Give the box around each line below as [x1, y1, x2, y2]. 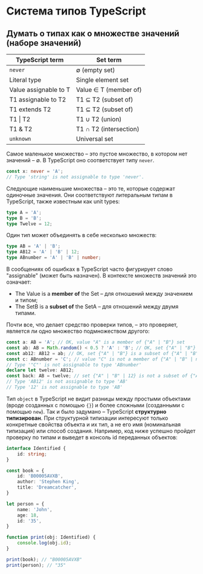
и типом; [14, 296, 38, 304]
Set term [96, 56, 122, 64]
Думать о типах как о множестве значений [6, 28, 179, 39]
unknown [9, 135, 31, 142]
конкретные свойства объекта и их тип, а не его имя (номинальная [6, 420, 181, 428]
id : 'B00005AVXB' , [17, 473, 63, 479]
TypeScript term [16, 56, 64, 64]
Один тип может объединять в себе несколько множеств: [6, 232, 157, 239]
